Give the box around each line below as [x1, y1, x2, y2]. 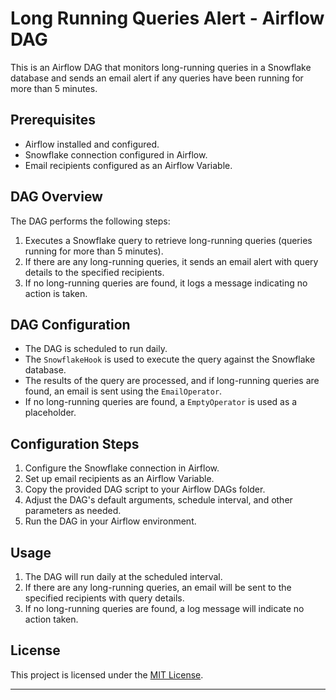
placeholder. [24, 407, 77, 419]
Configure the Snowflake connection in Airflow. [24, 462, 220, 474]
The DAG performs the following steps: [10, 215, 171, 227]
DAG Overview [10, 188, 103, 206]
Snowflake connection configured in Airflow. [24, 148, 208, 161]
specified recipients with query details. [24, 592, 185, 604]
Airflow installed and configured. [24, 138, 160, 150]
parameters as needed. [24, 505, 122, 517]
